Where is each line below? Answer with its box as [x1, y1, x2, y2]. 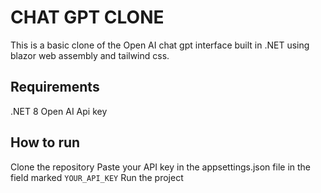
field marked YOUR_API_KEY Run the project [10, 171, 184, 183]
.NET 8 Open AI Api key [10, 105, 108, 117]
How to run [10, 134, 81, 151]
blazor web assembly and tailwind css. [10, 49, 170, 61]
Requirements [10, 79, 100, 96]
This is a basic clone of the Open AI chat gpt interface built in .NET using [10, 39, 310, 51]
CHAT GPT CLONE [10, 6, 165, 29]
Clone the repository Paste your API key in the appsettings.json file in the [10, 161, 312, 173]
